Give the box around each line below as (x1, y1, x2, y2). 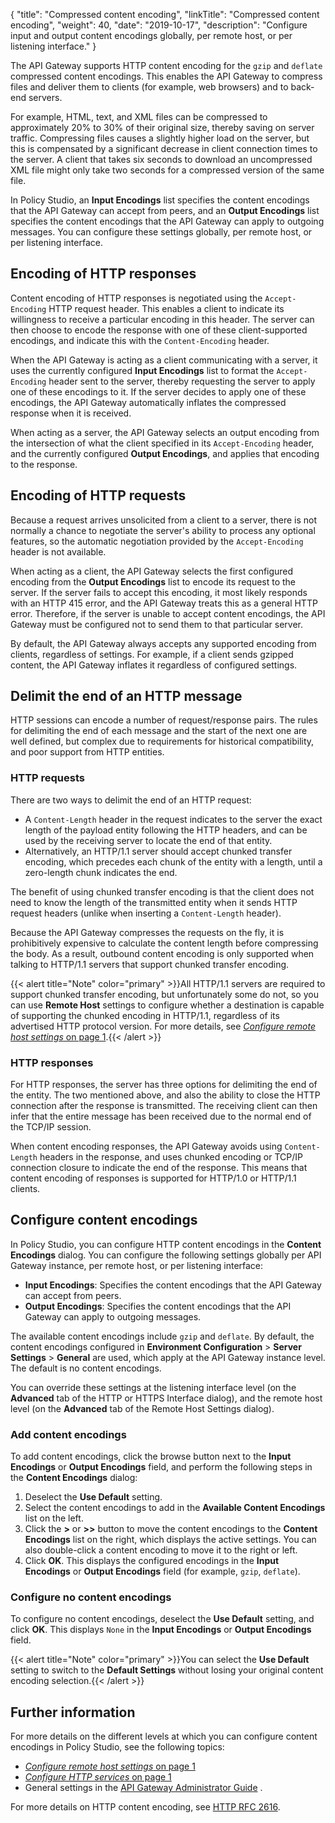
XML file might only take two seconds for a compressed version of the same (10, 164, 325, 176)
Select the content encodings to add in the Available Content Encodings (24, 1502, 326, 1514)
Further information (10, 1704, 136, 1721)
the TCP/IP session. (10, 1121, 92, 1133)
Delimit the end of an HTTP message (10, 688, 243, 705)
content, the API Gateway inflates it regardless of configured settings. (10, 659, 298, 671)
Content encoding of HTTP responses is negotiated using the (10, 292, 263, 304)
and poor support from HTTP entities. (10, 746, 165, 758)
